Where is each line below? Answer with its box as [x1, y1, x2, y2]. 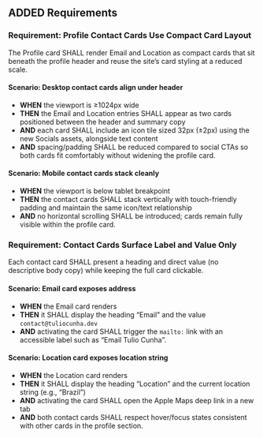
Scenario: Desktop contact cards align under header [8, 83, 183, 92]
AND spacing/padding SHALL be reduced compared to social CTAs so [19, 142, 249, 152]
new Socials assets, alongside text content [19, 133, 159, 143]
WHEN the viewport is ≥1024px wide [19, 100, 139, 110]
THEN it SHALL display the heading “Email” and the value [19, 309, 206, 319]
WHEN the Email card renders [19, 301, 117, 311]
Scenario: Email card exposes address [8, 283, 136, 293]
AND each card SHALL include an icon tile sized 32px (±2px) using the [19, 125, 250, 135]
